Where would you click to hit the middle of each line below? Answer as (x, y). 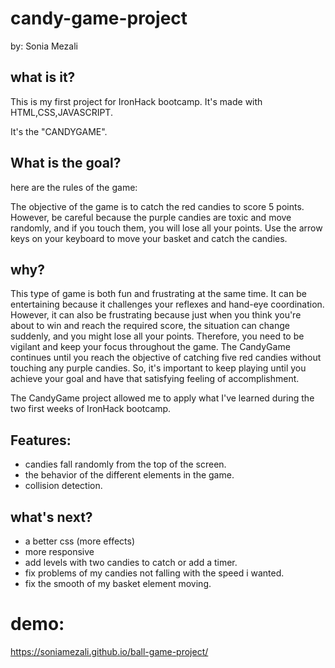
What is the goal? (66, 163)
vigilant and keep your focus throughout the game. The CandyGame (150, 347)
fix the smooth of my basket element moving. (118, 583)
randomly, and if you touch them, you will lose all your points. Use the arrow (166, 228)
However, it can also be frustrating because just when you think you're (156, 315)
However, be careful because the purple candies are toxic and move (151, 217)
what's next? (51, 517)
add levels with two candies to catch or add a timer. (131, 562)
